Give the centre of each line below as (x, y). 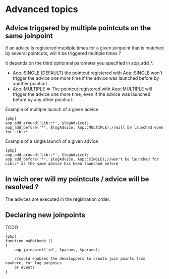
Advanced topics (42, 9)
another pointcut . (31, 83)
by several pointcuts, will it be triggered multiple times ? (63, 53)
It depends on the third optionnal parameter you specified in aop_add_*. (79, 63)
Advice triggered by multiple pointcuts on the (78, 28)
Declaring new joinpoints (45, 215)
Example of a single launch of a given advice (52, 141)
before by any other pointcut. (43, 100)
